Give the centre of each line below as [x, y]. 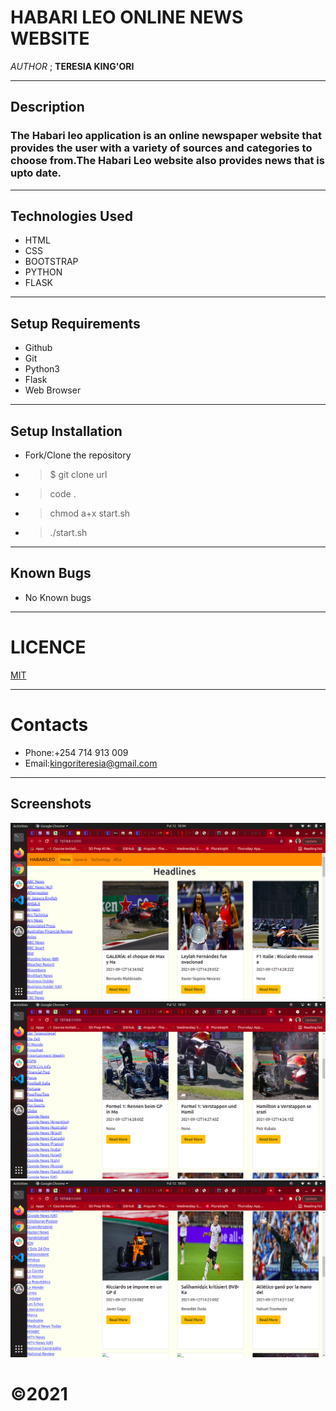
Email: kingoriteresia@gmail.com [91, 763]
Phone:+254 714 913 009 [76, 752]
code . [63, 494]
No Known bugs [58, 597]
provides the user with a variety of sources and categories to [161, 148]
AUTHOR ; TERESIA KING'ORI [72, 66]
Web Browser [53, 390]
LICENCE [48, 647]
